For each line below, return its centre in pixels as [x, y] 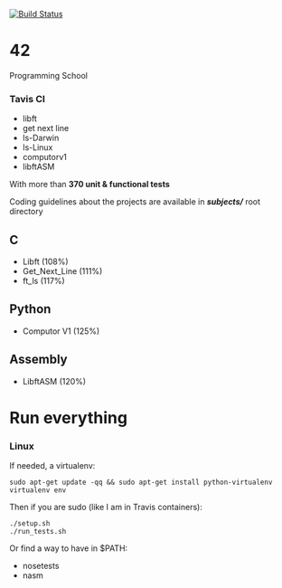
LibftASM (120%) [54, 381]
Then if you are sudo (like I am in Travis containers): [106, 507]
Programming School [49, 75]
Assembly [38, 360]
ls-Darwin [41, 138]
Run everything [69, 417]
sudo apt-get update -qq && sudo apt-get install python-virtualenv [141, 483]
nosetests [41, 566]
